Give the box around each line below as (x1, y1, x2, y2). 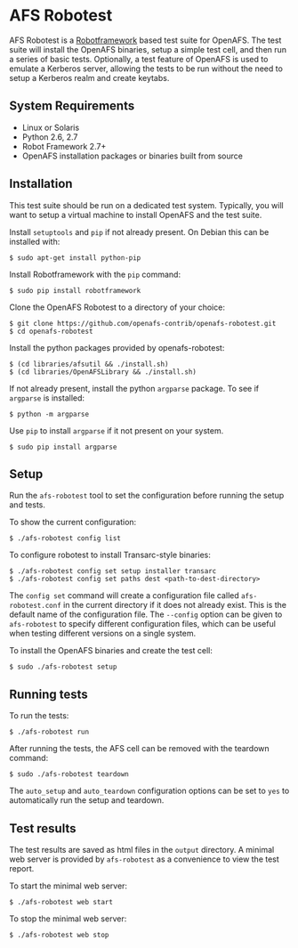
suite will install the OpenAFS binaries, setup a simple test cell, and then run (9, 44, 287, 54)
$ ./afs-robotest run (9, 727, 90, 737)
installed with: (9, 236, 60, 247)
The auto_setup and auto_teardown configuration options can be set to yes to (9, 785, 290, 797)
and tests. (9, 499, 46, 510)
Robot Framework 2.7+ (21, 141, 107, 151)
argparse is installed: (9, 393, 85, 403)
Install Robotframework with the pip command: (9, 269, 181, 280)
